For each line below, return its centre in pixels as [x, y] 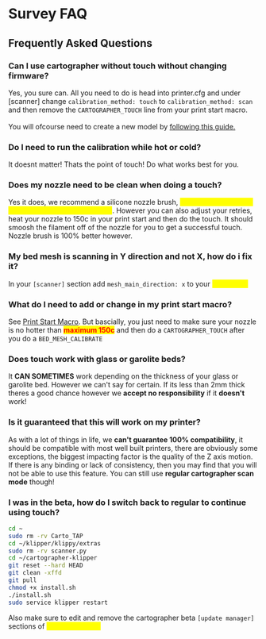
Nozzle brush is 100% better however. [71, 236]
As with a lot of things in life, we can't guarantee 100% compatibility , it [126, 439]
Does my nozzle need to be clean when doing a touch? [115, 185]
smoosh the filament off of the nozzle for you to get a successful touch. [125, 228]
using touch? [34, 512]
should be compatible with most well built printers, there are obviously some [133, 448]
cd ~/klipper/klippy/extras [55, 543]
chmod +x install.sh [42, 587]
